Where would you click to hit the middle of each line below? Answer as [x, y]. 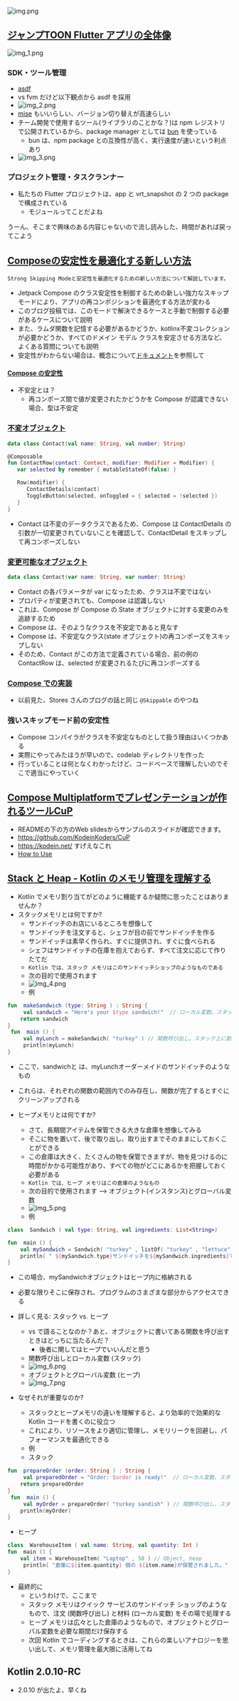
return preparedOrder [52, 1484]
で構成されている [43, 203]
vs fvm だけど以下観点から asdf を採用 [74, 97]
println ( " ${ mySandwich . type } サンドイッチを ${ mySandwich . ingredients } [125, 1256]
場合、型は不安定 [53, 408]
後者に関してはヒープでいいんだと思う [95, 1349]
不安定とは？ [36, 390]
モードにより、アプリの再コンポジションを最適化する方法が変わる [114, 302]
